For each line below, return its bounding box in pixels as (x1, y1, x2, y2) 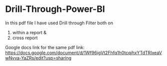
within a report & (12, 29, 47, 35)
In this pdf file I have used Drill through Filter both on (5, 20, 114, 26)
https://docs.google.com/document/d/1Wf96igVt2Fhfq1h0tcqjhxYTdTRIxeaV (5, 50, 162, 56)
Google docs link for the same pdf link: (5, 44, 85, 50)
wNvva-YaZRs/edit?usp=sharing (5, 55, 72, 61)
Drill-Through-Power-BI (5, 3, 105, 15)
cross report (12, 35, 38, 41)
